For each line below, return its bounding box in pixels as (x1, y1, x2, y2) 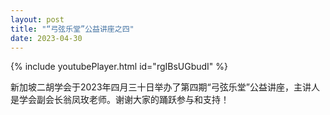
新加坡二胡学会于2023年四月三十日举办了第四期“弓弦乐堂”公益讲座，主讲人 (10, 81, 320, 93)
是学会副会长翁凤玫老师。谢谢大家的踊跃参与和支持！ (10, 94, 230, 106)
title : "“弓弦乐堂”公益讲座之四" (10, 24, 135, 34)
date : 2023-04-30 (10, 33, 83, 43)
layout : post (10, 14, 65, 25)
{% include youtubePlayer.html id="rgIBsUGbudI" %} (10, 61, 229, 73)
